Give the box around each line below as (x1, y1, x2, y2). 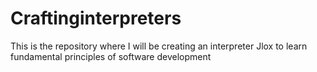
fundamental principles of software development (10, 50, 212, 62)
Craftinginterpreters (10, 7, 182, 30)
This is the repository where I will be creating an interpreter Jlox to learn (10, 40, 308, 52)
